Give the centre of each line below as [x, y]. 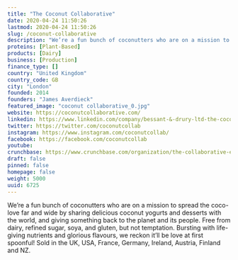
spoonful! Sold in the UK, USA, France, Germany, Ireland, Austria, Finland [114, 243]
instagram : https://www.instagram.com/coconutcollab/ [89, 132]
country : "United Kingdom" [47, 73]
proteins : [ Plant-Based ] [44, 47]
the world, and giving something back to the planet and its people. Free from [119, 220]
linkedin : [22, 119]
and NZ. [19, 250]
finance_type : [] [33, 67]
